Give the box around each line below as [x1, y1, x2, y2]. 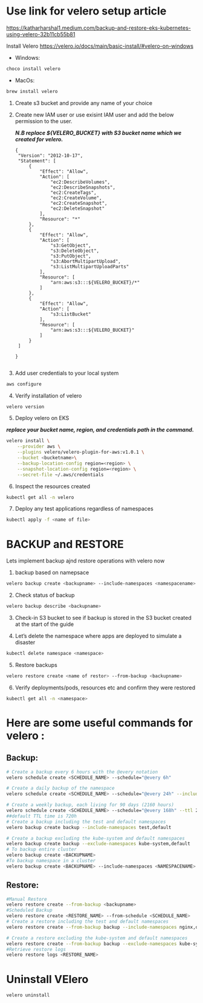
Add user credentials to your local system [14, 369, 119, 376]
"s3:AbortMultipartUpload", [50, 258, 121, 264]
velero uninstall [6, 992, 50, 998]
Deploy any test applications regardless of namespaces [14, 505, 154, 512]
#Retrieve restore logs [6, 946, 66, 952]
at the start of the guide [14, 621, 74, 628]
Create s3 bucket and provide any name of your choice [14, 99, 153, 106]
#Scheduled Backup [6, 908, 53, 914]
